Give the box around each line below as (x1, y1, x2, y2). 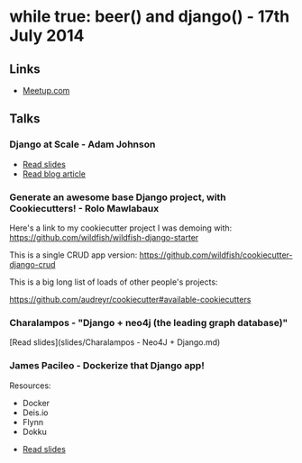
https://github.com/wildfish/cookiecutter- (139, 250, 293, 260)
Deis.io (22, 407, 49, 418)
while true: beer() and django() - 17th (9, 6, 290, 27)
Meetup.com (22, 86, 70, 95)
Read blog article (22, 168, 87, 179)
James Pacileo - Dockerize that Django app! (9, 359, 205, 372)
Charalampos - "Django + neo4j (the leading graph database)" (9, 316, 288, 329)
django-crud (9, 259, 56, 269)
